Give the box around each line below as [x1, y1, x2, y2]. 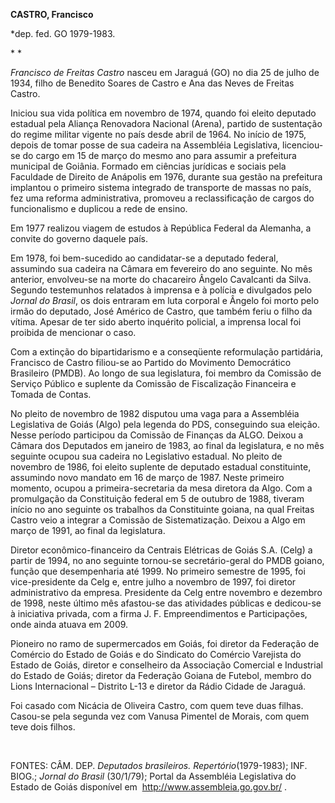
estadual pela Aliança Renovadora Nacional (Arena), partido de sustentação [10, 118, 323, 129]
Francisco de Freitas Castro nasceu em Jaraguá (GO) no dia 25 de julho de [10, 67, 320, 78]
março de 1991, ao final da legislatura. [10, 525, 166, 536]
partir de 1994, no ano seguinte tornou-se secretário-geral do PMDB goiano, [10, 555, 325, 566]
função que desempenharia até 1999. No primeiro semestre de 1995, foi [10, 565, 306, 577]
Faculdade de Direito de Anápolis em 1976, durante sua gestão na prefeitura [10, 171, 323, 183]
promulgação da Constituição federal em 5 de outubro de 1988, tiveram [10, 493, 305, 504]
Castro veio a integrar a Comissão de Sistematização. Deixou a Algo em [10, 514, 306, 526]
